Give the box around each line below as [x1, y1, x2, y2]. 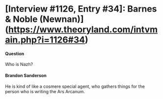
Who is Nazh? [5, 62, 33, 67]
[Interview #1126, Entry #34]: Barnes [5, 3, 157, 15]
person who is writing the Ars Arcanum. [5, 88, 85, 94]
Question [5, 50, 24, 56]
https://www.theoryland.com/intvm [8, 24, 158, 35]
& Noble [5, 14, 38, 25]
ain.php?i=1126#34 [5, 34, 85, 46]
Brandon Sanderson [5, 72, 47, 78]
